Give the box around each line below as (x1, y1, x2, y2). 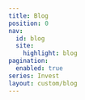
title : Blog (8, 11, 49, 20)
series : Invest (8, 72, 60, 80)
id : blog (15, 34, 45, 43)
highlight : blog (23, 49, 79, 57)
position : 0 (8, 19, 49, 27)
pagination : (8, 57, 49, 65)
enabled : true (15, 65, 63, 73)
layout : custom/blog (8, 79, 79, 87)
